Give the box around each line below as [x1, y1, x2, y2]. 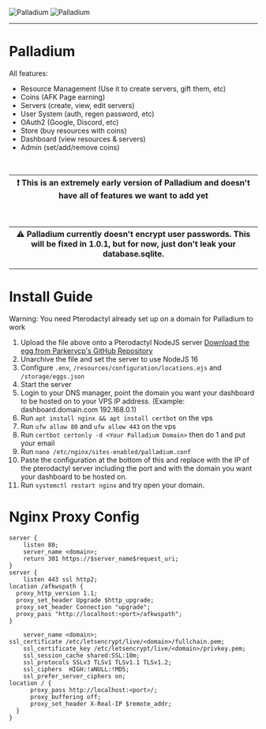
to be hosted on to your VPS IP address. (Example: [20, 396, 185, 406]
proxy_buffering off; [29, 693, 102, 701]
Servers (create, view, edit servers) [20, 100, 135, 110]
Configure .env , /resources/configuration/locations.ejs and [20, 363, 222, 372]
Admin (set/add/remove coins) [20, 142, 121, 152]
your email [20, 438, 55, 448]
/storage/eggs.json [20, 372, 85, 381]
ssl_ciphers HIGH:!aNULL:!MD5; [23, 665, 129, 673]
